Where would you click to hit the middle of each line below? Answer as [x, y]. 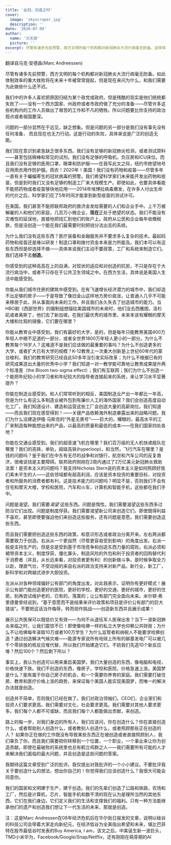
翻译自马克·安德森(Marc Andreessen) [44, 63]
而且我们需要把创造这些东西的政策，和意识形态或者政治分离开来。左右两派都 [85, 534]
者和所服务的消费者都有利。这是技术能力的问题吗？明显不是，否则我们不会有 [85, 481]
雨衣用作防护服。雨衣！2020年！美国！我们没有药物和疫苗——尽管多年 [89, 170]
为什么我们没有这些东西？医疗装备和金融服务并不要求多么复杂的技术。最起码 [85, 236]
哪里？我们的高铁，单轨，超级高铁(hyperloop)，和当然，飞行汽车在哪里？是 [84, 449]
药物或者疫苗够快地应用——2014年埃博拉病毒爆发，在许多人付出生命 [91, 189]
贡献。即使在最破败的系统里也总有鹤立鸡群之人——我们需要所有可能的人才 [88, 747]
